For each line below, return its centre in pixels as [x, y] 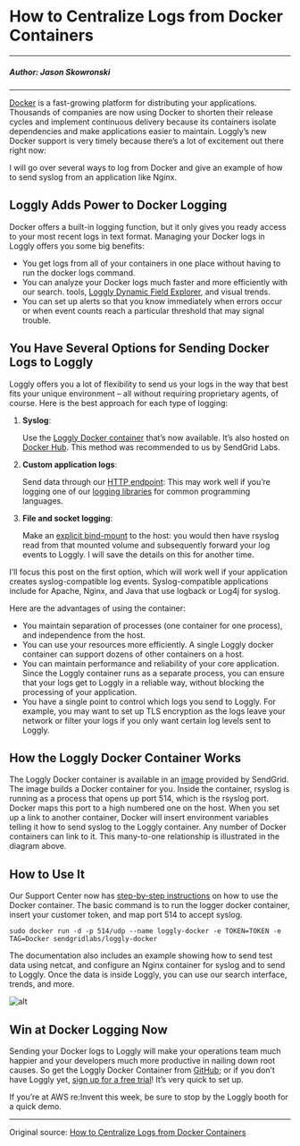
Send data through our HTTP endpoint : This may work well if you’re [146, 481]
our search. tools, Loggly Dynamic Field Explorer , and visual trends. [146, 292]
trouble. [37, 320]
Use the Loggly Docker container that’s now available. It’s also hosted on [156, 437]
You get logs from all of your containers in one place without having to [151, 263]
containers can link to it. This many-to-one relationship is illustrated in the [144, 836]
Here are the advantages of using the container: [97, 608]
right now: [28, 150]
